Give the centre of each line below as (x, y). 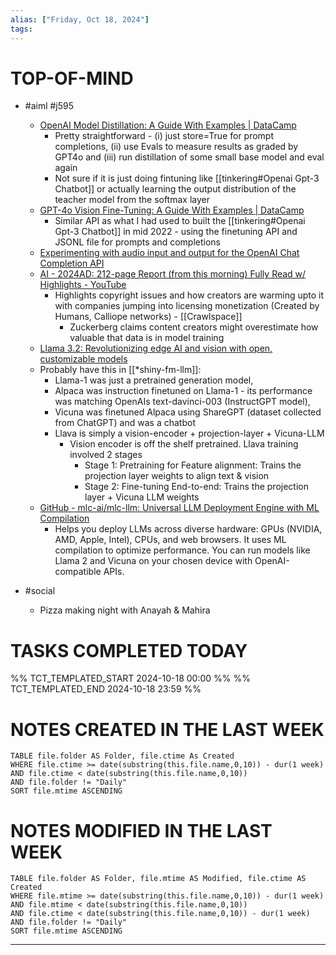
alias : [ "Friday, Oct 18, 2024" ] (80, 19)
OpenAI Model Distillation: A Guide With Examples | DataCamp (168, 125)
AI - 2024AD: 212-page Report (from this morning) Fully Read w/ (173, 274)
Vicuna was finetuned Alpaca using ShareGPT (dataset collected (188, 412)
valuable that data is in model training (147, 338)
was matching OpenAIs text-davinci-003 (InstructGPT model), (182, 402)
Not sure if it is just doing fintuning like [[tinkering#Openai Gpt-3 (187, 178)
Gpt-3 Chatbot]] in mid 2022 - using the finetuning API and (176, 232)
